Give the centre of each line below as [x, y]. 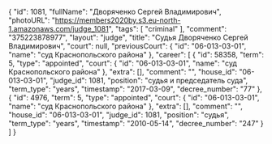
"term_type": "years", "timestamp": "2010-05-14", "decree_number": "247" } [136, 123]
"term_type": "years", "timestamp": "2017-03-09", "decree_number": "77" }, [135, 89]
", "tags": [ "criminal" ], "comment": [168, 29]
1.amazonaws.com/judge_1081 [59, 29]
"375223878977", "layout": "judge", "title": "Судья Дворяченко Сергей [128, 37]
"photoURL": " [32, 20]
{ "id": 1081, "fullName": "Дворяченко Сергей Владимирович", [115, 12]
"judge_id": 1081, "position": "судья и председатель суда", [149, 80]
